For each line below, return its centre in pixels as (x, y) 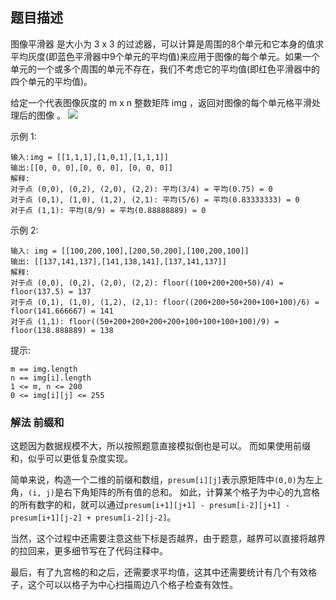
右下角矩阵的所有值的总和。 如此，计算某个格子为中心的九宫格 (191, 492)
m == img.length (44, 369)
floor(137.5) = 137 (51, 291)
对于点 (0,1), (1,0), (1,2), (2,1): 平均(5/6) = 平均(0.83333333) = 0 (155, 199)
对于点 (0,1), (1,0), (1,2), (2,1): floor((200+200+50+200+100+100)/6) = (165, 302)
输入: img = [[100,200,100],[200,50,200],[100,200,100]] (130, 251)
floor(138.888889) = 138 (62, 330)
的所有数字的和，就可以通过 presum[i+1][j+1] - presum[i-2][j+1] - (150, 505)
